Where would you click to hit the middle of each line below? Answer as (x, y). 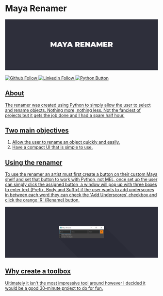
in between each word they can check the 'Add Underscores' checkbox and (81, 195)
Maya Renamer (36, 8)
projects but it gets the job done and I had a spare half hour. (65, 115)
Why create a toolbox (38, 271)
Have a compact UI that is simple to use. (52, 147)
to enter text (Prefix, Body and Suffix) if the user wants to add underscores (80, 190)
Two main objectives (37, 130)
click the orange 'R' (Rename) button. (42, 200)
